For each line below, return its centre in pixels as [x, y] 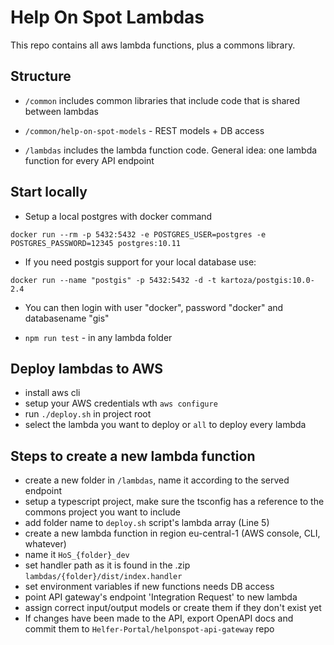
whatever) [45, 544]
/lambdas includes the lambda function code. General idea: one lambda [171, 150]
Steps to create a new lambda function [133, 456]
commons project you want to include [102, 512]
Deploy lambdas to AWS [87, 368]
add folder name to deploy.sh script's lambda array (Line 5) [147, 523]
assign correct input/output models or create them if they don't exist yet [173, 608]
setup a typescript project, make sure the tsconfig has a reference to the [174, 502]
